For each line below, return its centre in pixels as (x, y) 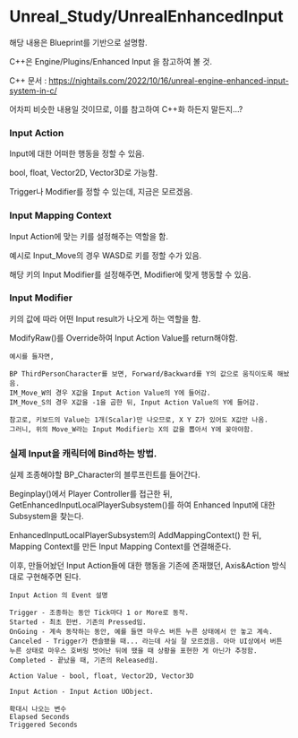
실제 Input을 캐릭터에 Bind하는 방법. (83, 453)
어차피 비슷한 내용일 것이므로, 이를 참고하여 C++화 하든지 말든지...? (126, 109)
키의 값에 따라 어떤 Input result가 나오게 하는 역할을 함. (105, 318)
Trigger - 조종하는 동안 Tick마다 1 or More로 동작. (99, 613)
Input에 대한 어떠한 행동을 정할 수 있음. (77, 153)
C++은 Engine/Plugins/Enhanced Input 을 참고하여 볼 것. (111, 61)
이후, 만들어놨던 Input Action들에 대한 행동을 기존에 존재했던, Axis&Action (140, 566)
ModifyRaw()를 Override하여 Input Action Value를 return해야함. (124, 337)
